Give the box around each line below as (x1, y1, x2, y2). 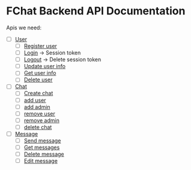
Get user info (23, 69, 56, 77)
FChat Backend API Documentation (6, 4, 186, 18)
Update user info (23, 63, 66, 70)
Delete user (23, 76, 53, 83)
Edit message (23, 157, 58, 165)
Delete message (23, 151, 64, 157)
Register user (23, 42, 57, 49)
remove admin (23, 117, 60, 124)
